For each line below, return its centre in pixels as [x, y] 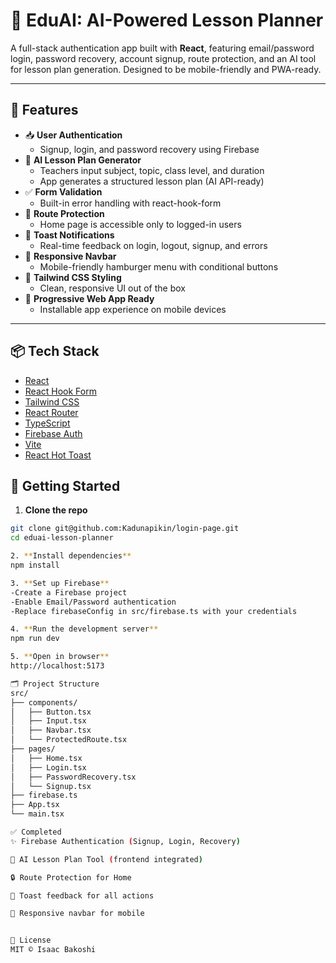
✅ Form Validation [63, 191]
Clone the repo [56, 510]
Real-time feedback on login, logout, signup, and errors [153, 245]
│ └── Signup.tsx [51, 786]
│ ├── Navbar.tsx [51, 730]
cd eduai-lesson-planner [62, 538]
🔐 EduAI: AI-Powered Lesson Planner [167, 20]
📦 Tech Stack [55, 351]
